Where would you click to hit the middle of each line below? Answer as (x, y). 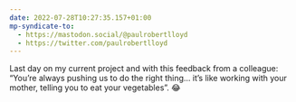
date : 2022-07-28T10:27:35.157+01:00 (81, 18)
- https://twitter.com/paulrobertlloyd (93, 43)
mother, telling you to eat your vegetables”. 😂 (95, 88)
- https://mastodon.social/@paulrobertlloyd (103, 34)
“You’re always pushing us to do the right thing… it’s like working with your (148, 79)
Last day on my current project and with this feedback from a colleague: (144, 69)
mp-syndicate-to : (42, 26)
